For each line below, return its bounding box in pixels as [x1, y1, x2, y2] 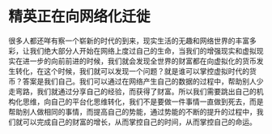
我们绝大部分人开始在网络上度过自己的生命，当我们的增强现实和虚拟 [29, 45, 257, 55]
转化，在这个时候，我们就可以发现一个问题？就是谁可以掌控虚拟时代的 [15, 66, 249, 76]
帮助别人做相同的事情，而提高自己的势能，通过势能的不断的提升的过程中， [8, 106, 257, 116]
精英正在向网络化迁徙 [8, 7, 151, 26]
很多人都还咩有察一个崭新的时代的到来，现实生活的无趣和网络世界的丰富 [8, 36, 249, 45]
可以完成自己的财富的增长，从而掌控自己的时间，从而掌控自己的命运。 [22, 117, 257, 127]
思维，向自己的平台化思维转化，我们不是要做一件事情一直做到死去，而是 [22, 97, 264, 106]
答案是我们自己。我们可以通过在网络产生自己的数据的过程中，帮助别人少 [22, 76, 264, 86]
